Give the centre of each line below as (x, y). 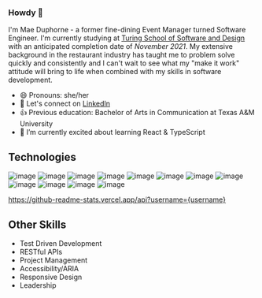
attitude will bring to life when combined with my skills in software (115, 72)
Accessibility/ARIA (49, 268)
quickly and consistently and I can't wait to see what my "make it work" (124, 63)
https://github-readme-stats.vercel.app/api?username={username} (117, 199)
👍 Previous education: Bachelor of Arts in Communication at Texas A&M (137, 113)
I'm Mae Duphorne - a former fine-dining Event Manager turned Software (127, 30)
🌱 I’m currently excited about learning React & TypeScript (113, 132)
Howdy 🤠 (26, 13)
